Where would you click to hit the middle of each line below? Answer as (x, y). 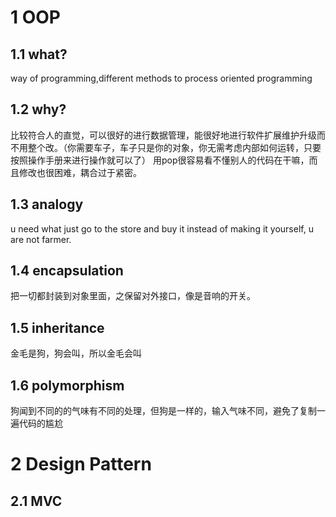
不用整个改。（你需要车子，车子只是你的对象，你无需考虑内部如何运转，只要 (166, 147)
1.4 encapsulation (67, 271)
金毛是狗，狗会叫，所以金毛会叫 (76, 353)
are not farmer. (41, 239)
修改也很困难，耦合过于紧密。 (80, 172)
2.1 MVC (36, 501)
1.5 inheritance (57, 327)
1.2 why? (38, 109)
